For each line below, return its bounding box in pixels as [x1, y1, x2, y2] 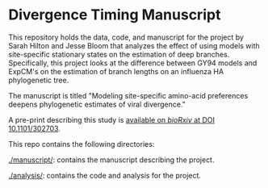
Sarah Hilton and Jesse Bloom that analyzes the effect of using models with [8, 40, 260, 50]
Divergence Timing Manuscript [8, 6, 221, 24]
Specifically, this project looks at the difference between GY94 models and [8, 58, 258, 68]
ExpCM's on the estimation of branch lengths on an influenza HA [8, 66, 224, 76]
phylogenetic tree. [8, 75, 69, 85]
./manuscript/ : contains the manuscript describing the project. [8, 155, 215, 165]
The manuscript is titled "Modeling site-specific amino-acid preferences [8, 90, 249, 100]
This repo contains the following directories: [8, 139, 155, 148]
